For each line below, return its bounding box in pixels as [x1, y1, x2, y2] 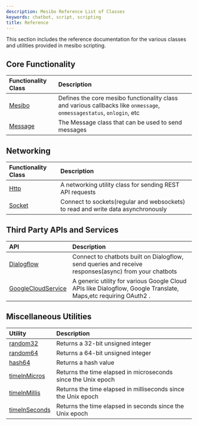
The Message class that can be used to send [58, 119, 183, 127]
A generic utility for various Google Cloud [72, 277, 187, 285]
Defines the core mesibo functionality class [58, 94, 178, 102]
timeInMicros [9, 371, 45, 380]
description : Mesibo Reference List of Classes [6, 8, 126, 15]
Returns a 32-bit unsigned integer [56, 339, 151, 347]
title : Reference [6, 19, 49, 25]
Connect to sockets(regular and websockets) [60, 198, 186, 205]
